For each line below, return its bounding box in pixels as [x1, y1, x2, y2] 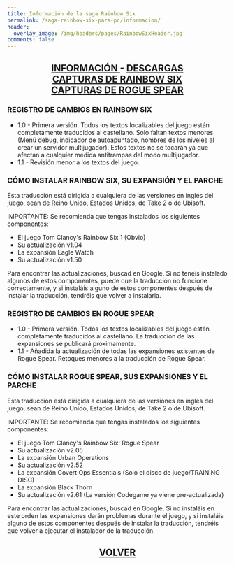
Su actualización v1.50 [17, 256, 82, 264]
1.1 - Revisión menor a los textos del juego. [17, 158, 140, 166]
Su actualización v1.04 [17, 241, 82, 249]
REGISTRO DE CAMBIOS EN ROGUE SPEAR [7, 309, 154, 319]
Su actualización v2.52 [17, 461, 84, 469]
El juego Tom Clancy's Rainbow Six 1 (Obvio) [17, 234, 146, 242]
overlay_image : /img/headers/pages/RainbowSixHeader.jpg [13, 29, 183, 37]
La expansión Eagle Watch [17, 248, 94, 257]
